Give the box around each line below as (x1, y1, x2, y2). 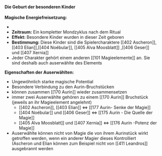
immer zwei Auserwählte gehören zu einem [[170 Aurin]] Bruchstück (11, 94, 148, 100)
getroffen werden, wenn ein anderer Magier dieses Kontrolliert (11, 136, 136, 141)
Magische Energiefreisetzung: (4, 15, 67, 20)
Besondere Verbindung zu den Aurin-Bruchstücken (11, 84, 114, 90)
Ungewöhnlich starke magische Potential (11, 79, 94, 85)
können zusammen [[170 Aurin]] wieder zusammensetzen (11, 89, 127, 95)
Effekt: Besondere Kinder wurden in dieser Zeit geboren (11, 34, 124, 40)
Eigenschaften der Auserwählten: (4, 69, 74, 75)
